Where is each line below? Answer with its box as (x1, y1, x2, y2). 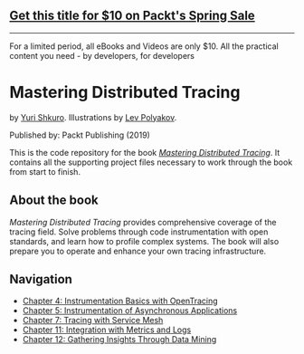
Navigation (9, 272, 72, 287)
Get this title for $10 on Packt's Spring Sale (9, 8, 255, 24)
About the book (9, 193, 100, 208)
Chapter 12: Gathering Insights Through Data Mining (22, 334, 217, 345)
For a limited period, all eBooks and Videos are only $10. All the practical (9, 41, 279, 52)
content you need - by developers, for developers (9, 50, 195, 61)
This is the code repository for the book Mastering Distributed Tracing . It (9, 147, 280, 158)
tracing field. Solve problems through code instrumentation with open (9, 226, 269, 237)
